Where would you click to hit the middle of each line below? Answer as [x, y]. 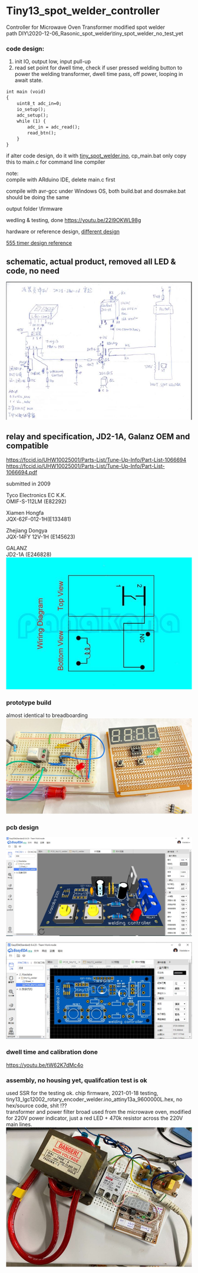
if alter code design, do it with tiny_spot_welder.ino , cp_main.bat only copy [96, 156]
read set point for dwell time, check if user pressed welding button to [98, 68]
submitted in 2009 [29, 484]
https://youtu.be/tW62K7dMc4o [45, 1065]
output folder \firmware [34, 209]
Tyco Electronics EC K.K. [36, 495]
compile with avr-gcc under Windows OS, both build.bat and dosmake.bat [96, 191]
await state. [29, 80]
